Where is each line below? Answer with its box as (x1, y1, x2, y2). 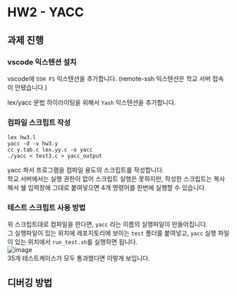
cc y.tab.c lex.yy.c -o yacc (7, 146, 93, 154)
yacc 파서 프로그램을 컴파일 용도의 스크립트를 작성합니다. (7, 166, 164, 174)
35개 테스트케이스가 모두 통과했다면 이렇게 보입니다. (7, 254, 151, 263)
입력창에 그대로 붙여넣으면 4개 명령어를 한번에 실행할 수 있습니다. (27, 183, 206, 192)
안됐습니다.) (14, 83, 48, 92)
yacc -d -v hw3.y (7, 140, 58, 147)
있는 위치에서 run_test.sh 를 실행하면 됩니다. (14, 238, 138, 246)
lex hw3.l (7, 134, 37, 141)
